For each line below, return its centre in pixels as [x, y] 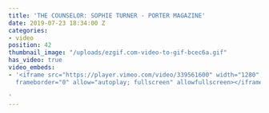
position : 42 [30, 45]
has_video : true [35, 60]
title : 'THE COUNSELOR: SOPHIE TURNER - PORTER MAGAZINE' [107, 16]
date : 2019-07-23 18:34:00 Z [57, 23]
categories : [28, 30]
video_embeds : [32, 68]
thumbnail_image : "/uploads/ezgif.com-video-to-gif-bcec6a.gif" [118, 53]
